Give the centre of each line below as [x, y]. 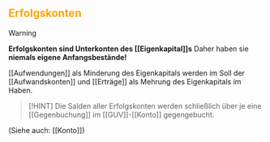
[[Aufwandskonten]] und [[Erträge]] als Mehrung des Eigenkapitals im [125, 81]
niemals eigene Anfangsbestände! [68, 57]
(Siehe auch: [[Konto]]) [47, 130]
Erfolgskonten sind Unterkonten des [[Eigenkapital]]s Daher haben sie [129, 49]
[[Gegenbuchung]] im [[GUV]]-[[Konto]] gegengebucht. [121, 114]
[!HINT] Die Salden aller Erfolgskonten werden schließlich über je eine [145, 105]
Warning [22, 32]
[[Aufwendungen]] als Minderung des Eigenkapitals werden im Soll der [127, 73]
